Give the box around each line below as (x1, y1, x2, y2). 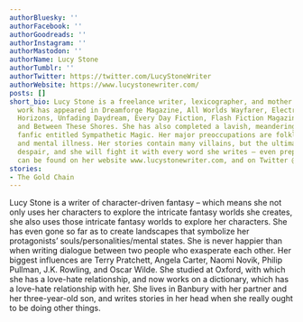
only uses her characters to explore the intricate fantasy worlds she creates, (9, 207, 293, 217)
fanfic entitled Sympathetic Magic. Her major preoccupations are (17, 131, 272, 140)
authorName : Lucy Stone (9, 55, 99, 64)
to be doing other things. (9, 303, 101, 314)
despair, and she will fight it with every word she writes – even (17, 147, 277, 156)
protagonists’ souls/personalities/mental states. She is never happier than (9, 235, 282, 246)
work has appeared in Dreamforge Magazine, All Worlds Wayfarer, (17, 106, 269, 115)
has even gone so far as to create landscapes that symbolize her (9, 226, 250, 237)
